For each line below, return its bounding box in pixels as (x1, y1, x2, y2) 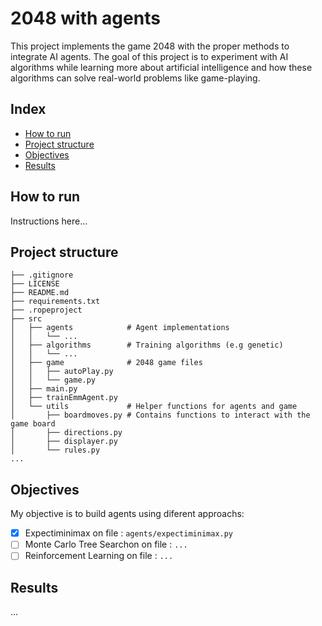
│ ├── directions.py (10, 428, 123, 438)
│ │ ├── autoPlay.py (10, 367, 114, 377)
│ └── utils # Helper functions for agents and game (10, 402, 298, 412)
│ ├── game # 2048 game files (10, 358, 203, 368)
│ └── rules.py (10, 445, 101, 456)
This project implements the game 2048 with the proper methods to (10, 40, 290, 52)
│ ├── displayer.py (10, 437, 118, 447)
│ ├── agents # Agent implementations (10, 323, 230, 333)
